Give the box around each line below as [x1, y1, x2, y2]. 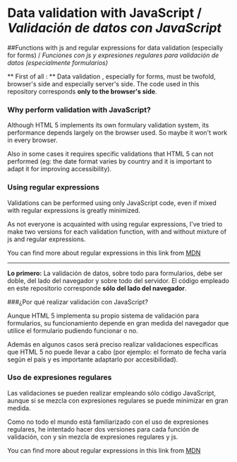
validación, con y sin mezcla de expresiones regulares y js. [7, 432, 178, 441]
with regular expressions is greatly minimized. [7, 206, 141, 214]
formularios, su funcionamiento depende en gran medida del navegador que [7, 318, 229, 327]
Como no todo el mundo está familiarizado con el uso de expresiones [7, 417, 209, 426]
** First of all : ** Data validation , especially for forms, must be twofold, [7, 72, 217, 81]
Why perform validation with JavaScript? [7, 105, 152, 115]
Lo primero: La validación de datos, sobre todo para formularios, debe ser [7, 269, 223, 277]
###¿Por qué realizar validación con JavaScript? [7, 297, 148, 306]
